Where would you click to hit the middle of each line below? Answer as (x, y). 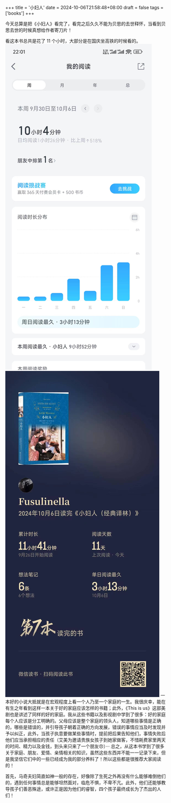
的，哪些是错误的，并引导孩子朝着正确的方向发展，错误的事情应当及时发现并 (85, 727)
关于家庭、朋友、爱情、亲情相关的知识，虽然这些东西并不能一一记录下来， (83, 753)
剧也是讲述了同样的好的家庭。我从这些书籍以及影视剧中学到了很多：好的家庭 (85, 714)
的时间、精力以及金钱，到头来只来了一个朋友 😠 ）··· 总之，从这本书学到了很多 (85, 746)
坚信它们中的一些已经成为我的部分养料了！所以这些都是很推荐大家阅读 (88, 759)
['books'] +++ (20, 13)
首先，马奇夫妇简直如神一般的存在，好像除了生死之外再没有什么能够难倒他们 (85, 776)
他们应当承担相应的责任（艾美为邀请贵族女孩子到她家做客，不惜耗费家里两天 (85, 740)
